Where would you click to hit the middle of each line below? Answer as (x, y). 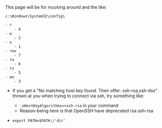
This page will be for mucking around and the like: (56, 7)
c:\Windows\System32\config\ (35, 16)
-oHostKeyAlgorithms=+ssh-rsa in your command (69, 105)
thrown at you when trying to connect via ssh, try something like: (78, 96)
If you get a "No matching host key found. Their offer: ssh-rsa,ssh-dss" (85, 91)
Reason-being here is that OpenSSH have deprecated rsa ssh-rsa (86, 111)
